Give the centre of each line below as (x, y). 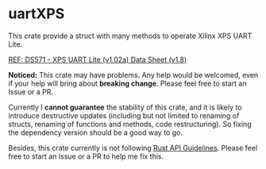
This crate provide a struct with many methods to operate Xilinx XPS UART (130, 36)
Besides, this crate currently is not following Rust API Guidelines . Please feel (133, 148)
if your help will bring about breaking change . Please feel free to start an (127, 83)
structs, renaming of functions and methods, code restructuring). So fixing (130, 124)
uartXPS (37, 14)
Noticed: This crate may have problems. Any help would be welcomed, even (133, 75)
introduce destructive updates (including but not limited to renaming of (124, 115)
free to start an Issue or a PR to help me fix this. (86, 156)
